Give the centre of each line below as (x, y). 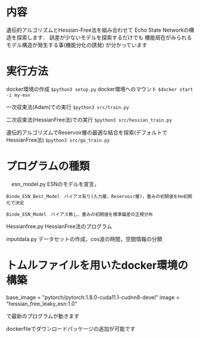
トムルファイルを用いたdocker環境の (97, 265)
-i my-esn (19, 95)
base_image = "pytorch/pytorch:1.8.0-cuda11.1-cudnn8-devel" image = (93, 297)
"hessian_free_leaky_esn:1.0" (42, 303)
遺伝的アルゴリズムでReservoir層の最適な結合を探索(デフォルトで (87, 132)
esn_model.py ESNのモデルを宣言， (55, 184)
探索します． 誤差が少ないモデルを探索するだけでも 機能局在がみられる (104, 37)
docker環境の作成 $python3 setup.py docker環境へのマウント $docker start (100, 89)
